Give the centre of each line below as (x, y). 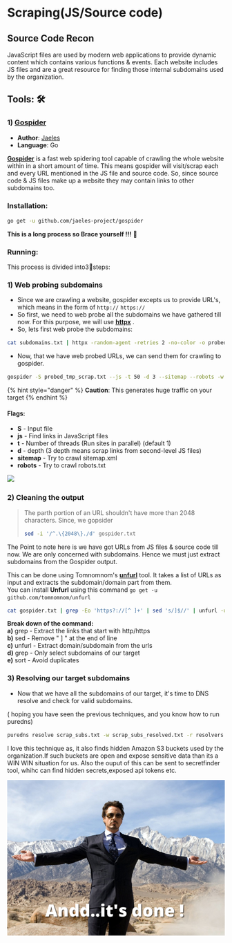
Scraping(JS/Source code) (85, 13)
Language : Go (38, 145)
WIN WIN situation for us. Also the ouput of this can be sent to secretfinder (114, 763)
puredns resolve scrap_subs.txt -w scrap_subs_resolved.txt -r (100, 735)
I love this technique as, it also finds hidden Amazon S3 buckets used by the (116, 748)
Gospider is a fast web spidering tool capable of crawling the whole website (116, 158)
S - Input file (35, 429)
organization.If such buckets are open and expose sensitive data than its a (113, 756)
